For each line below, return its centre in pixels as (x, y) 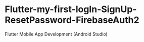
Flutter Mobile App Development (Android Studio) (56, 34)
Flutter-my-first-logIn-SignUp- (71, 9)
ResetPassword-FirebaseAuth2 (72, 20)
